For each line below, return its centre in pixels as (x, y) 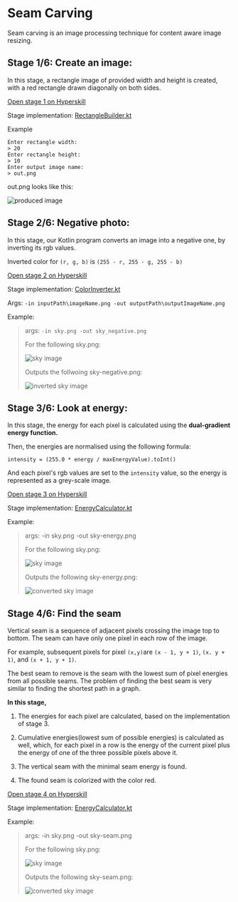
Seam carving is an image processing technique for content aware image (114, 33)
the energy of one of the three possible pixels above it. (98, 753)
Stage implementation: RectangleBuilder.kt (70, 115)
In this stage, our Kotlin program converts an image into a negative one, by (117, 240)
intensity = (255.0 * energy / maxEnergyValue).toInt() (92, 460)
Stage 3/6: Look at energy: (67, 408)
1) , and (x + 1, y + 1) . (42, 660)
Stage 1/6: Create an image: (70, 63)
